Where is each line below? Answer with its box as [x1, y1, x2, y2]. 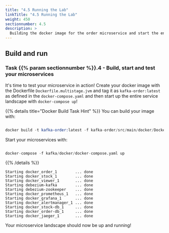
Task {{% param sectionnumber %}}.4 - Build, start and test [5, 64, 155, 71]
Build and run [5, 49, 48, 58]
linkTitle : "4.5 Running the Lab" [5, 12, 78, 17]
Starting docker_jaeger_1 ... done [5, 213, 94, 219]
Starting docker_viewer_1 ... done [5, 178, 94, 184]
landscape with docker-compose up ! [5, 98, 78, 104]
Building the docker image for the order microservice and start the [10, 31, 158, 36]
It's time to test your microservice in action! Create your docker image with [5, 82, 160, 88]
